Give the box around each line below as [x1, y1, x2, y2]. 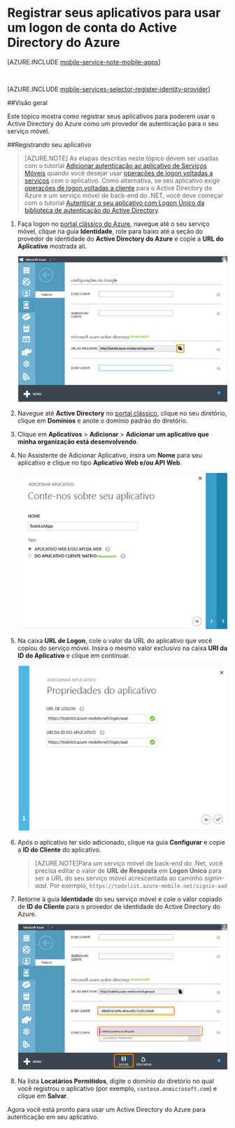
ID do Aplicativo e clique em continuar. [17, 651, 131, 660]
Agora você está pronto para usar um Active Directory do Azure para [7, 1106, 206, 1114]
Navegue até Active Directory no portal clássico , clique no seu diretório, [17, 409, 227, 417]
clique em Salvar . [17, 1092, 69, 1100]
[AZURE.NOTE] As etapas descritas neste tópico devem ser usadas [24, 154, 219, 162]
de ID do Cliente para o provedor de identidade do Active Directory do [17, 903, 220, 910]
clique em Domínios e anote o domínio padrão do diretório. [17, 416, 188, 425]
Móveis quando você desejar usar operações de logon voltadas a [24, 169, 213, 177]
